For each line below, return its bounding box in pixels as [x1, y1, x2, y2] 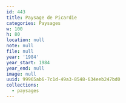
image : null [6, 71, 36, 77]
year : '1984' [6, 54, 39, 60]
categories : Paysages [6, 20, 61, 26]
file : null [6, 48, 34, 55]
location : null [6, 37, 45, 43]
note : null [6, 43, 34, 49]
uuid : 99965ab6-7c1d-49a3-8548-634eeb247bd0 [6, 76, 121, 82]
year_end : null [6, 65, 45, 71]
